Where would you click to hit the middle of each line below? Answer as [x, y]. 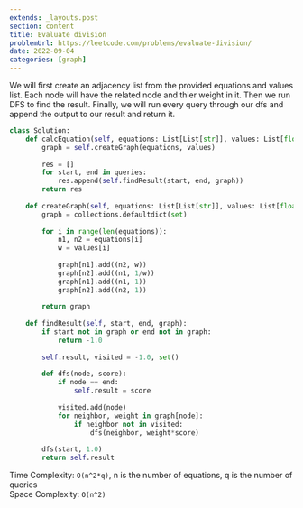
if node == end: [88, 383]
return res [62, 189]
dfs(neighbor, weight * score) [145, 433]
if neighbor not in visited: [128, 424]
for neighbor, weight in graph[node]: [130, 416]
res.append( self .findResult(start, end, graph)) [151, 181]
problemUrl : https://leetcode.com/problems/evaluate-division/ [131, 43]
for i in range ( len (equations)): [105, 231]
